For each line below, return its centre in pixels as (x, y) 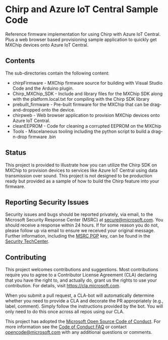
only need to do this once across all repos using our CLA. (65, 312)
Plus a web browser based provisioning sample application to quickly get (81, 40)
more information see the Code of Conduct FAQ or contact (66, 327)
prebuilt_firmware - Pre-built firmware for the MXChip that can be (80, 104)
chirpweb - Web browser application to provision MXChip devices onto (86, 115)
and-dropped (26, 109)
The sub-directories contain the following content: (57, 73)
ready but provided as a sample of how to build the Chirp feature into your (82, 181)
